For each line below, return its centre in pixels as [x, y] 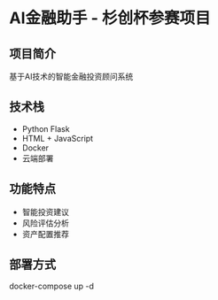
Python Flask [46, 128]
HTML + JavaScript [58, 138]
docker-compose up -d [52, 286]
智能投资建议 [45, 212]
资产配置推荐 [45, 234]
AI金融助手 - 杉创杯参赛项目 [110, 18]
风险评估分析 [45, 223]
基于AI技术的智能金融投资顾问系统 [71, 77]
